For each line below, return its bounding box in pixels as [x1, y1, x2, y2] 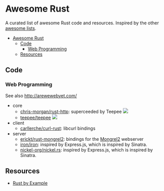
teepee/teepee [20, 114, 51, 121]
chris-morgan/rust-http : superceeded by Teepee [20, 108, 122, 114]
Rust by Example [12, 180, 48, 186]
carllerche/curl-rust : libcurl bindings [20, 125, 96, 131]
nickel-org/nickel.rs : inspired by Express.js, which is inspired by [20, 146, 153, 152]
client [12, 120, 24, 126]
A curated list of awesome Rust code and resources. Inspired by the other [5, 20, 159, 26]
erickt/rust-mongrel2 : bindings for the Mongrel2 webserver [20, 136, 144, 142]
